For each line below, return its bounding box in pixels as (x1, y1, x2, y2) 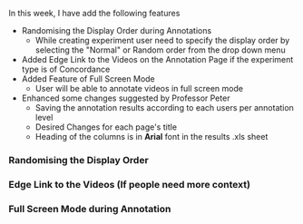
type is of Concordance (21, 63, 111, 74)
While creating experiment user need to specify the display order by (34, 35, 290, 45)
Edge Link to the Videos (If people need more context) (8, 178, 251, 190)
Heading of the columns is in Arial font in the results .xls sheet (34, 131, 269, 141)
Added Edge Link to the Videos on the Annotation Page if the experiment (21, 54, 294, 64)
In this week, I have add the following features (8, 8, 181, 18)
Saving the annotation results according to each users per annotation (34, 102, 294, 112)
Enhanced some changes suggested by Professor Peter (21, 93, 230, 103)
